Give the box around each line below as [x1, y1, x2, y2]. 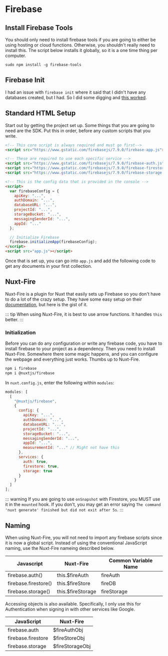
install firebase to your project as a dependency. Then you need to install [5, 346, 155, 352]
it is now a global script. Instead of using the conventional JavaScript [5, 539, 147, 546]
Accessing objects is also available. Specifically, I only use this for [5, 600, 141, 606]
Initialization [5, 329, 36, 336]
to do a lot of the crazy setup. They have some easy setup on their [5, 296, 142, 302]
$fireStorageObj [52, 642, 91, 649]
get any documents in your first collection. [5, 263, 92, 269]
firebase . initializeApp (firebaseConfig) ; [9, 239, 97, 245]
